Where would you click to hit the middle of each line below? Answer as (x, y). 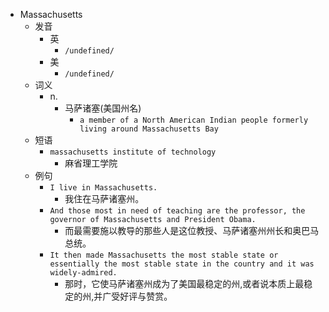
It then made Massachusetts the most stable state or (164, 255)
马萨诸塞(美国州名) (103, 108)
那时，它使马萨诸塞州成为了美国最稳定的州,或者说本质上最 (184, 283)
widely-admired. (83, 273)
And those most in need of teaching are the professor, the (177, 211)
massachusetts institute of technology (133, 152)
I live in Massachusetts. (103, 188)
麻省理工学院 (91, 163)
